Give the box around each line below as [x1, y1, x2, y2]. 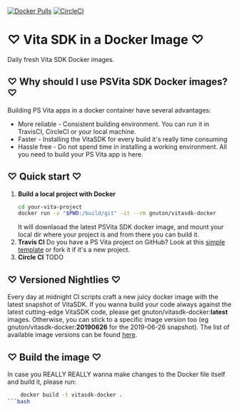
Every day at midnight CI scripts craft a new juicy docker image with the [7, 293, 219, 301]
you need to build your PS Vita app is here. [17, 150, 144, 158]
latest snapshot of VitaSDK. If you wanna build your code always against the [7, 300, 232, 309]
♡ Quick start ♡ [7, 171, 82, 183]
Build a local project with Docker [17, 189, 116, 198]
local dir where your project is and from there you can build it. [17, 230, 200, 239]
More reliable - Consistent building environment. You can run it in [17, 120, 210, 128]
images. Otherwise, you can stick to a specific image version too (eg [7, 316, 209, 324]
